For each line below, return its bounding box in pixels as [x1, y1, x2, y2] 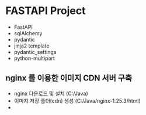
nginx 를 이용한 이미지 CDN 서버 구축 [5, 73, 133, 83]
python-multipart [13, 55, 55, 62]
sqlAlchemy [13, 29, 43, 36]
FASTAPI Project [5, 4, 86, 18]
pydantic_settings [13, 48, 57, 55]
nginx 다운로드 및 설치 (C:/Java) [13, 90, 88, 97]
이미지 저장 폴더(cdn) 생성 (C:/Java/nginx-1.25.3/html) [13, 97, 141, 104]
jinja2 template [13, 42, 50, 49]
